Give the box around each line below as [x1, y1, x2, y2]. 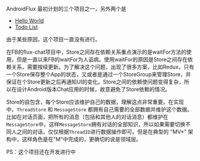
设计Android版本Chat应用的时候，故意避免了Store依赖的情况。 [16, 86, 171, 92]
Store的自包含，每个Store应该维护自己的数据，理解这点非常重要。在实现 [6, 98, 184, 106]
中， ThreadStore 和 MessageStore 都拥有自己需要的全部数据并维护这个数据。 [6, 106, 193, 113]
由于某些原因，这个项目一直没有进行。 [6, 36, 100, 43]
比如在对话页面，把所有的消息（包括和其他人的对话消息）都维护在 [6, 113, 168, 120]
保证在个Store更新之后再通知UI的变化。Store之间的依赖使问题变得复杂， [6, 78, 184, 85]
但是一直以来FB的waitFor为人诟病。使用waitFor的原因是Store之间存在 [16, 56, 188, 63]
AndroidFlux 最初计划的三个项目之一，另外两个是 [6, 5, 127, 12]
